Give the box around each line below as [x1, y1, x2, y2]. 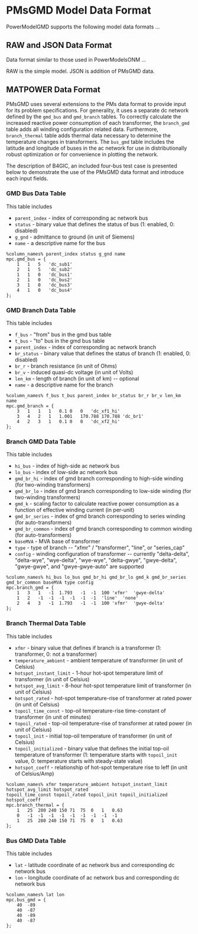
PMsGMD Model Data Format [6, 4, 151, 17]
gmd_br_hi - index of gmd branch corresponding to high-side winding [14, 475, 183, 482]
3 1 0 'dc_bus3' [17, 282, 73, 288]
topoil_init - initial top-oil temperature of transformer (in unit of [14, 732, 173, 739]
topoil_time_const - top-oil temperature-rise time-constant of [14, 707, 167, 714]
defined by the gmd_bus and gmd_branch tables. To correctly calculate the [6, 113, 181, 120]
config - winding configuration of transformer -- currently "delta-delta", [14, 550, 190, 558]
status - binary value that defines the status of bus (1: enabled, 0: [14, 220, 175, 228]
